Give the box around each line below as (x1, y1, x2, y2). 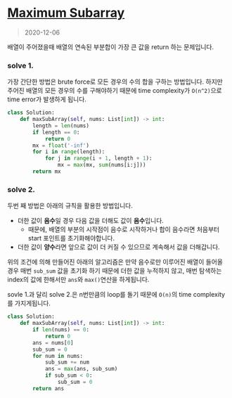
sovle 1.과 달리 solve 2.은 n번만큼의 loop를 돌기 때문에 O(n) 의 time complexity (7, 290, 226, 299)
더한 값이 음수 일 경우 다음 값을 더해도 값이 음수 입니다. (17, 217, 164, 225)
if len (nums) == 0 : (32, 326, 90, 333)
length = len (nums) (32, 122, 90, 129)
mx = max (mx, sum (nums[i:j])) (57, 162, 146, 169)
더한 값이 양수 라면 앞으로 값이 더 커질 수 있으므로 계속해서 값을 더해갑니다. (17, 243, 220, 251)
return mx (32, 168, 61, 175)
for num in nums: (32, 352, 83, 359)
